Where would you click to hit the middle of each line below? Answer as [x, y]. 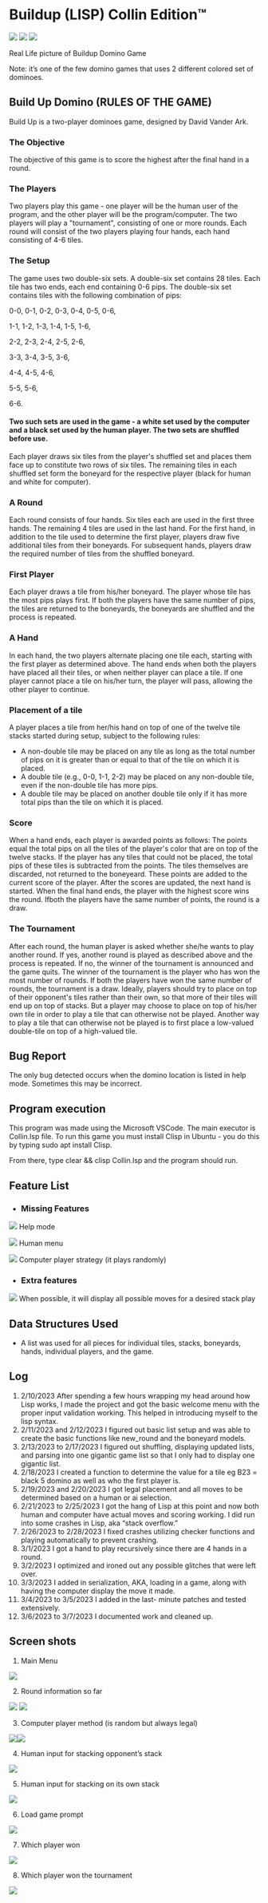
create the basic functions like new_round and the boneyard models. [133, 1438]
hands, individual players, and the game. [87, 1351]
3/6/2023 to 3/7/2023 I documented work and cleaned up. [117, 1616]
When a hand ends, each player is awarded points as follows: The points [128, 841]
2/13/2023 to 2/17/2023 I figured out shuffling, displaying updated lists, [137, 1446]
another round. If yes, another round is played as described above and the [131, 955]
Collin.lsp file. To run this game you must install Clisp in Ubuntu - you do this [134, 1137]
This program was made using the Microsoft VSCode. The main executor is [132, 1128]
